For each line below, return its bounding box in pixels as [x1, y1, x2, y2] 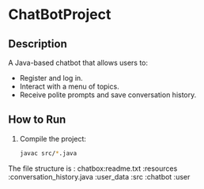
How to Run [8, 113, 66, 127]
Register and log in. [19, 74, 83, 82]
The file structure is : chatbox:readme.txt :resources [8, 164, 178, 173]
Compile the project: [19, 134, 87, 143]
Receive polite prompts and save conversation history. [19, 90, 197, 100]
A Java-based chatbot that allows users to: [8, 58, 149, 67]
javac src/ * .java [19, 149, 77, 157]
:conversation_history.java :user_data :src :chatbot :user [8, 172, 191, 181]
